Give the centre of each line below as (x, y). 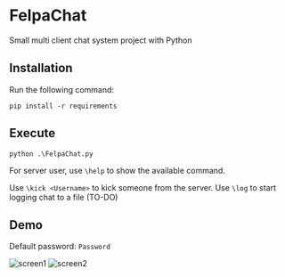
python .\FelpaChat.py (51, 154)
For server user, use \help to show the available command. (117, 170)
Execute (33, 133)
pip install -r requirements (63, 106)
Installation (41, 68)
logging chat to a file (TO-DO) (64, 197)
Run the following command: (61, 89)
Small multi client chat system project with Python (101, 40)
